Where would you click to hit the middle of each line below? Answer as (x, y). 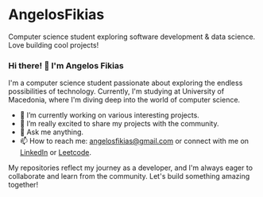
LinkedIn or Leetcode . (55, 153)
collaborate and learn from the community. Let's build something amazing (129, 176)
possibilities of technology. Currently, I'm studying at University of (116, 91)
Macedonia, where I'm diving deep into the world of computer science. (124, 100)
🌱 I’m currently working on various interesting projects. (110, 115)
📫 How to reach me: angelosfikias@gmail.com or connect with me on (134, 141)
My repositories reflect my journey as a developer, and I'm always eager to (130, 168)
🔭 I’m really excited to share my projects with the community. (120, 124)
